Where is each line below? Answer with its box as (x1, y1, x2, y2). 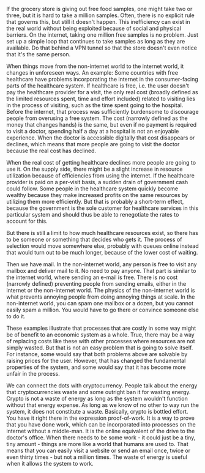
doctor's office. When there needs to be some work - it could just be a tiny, (6, 434, 196, 441)
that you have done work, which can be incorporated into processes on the (6, 421, 196, 428)
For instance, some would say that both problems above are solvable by (6, 351, 188, 357)
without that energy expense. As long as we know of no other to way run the (6, 401, 199, 409)
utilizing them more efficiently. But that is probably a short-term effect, (6, 198, 184, 205)
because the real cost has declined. (6, 147, 97, 154)
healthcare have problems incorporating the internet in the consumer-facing (6, 76, 198, 83)
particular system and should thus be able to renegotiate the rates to (6, 211, 179, 218)
